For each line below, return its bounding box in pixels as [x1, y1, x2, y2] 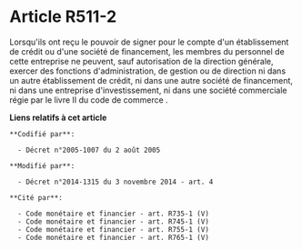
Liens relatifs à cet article [9, 112, 107, 123]
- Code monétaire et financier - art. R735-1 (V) [17, 209, 209, 218]
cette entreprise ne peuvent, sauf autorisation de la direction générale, [9, 55, 275, 66]
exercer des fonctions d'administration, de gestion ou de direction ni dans [9, 65, 287, 76]
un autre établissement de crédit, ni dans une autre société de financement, [9, 75, 294, 85]
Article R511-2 [9, 6, 117, 27]
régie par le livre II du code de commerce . [9, 94, 168, 105]
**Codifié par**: [9, 129, 75, 138]
